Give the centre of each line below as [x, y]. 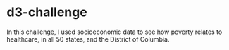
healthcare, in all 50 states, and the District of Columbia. [88, 39]
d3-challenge [47, 12]
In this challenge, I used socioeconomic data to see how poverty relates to [114, 32]
